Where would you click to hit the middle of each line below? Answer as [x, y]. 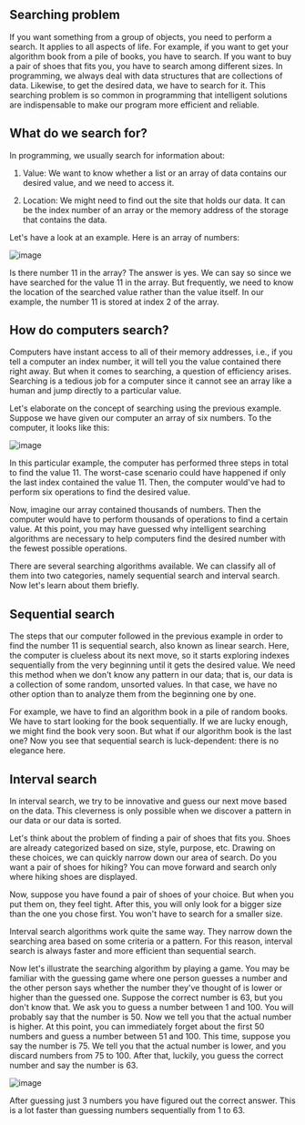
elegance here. [38, 751]
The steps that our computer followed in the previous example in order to [147, 636]
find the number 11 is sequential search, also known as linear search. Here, [149, 646]
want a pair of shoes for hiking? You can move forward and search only [143, 867]
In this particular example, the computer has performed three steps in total [149, 463]
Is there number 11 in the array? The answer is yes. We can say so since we [150, 272]
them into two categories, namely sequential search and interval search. [145, 576]
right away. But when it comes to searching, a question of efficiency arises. [150, 372]
